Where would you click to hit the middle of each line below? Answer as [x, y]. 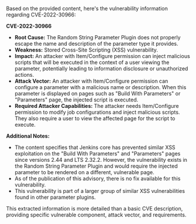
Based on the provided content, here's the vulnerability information [87, 9]
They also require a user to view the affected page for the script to [95, 118]
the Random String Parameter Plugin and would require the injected [96, 166]
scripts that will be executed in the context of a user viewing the [92, 62]
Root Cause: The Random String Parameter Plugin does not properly [97, 37]
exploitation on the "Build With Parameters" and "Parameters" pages [97, 154]
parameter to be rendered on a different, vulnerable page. [84, 172]
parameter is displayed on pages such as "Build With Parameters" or [97, 94]
